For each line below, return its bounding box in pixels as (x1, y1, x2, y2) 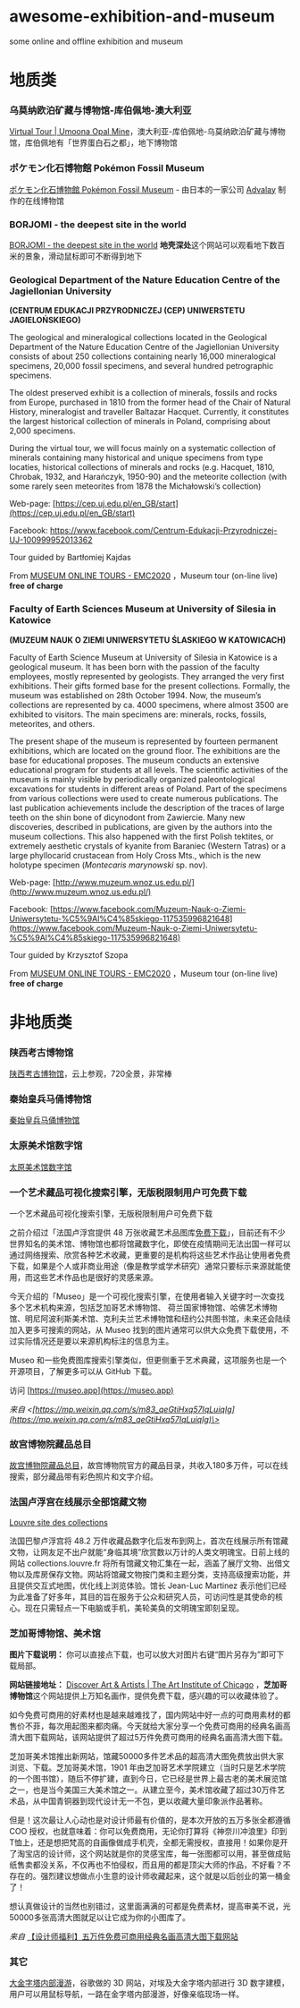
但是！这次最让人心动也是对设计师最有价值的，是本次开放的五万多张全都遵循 (9, 1815, 291, 1825)
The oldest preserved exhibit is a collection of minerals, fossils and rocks (9, 388, 278, 398)
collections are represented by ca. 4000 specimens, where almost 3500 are (9, 699, 288, 710)
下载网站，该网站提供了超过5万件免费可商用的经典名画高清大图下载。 (32, 1731, 288, 1742)
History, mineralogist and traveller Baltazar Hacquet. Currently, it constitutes (9, 406, 289, 417)
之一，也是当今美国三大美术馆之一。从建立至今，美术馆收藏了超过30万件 (9, 1784, 278, 1795)
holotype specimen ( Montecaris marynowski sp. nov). (9, 859, 208, 870)
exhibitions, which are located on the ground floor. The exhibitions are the (9, 745, 281, 756)
